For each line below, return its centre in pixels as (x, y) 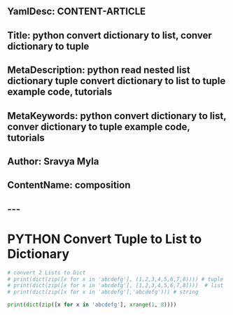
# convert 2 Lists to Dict (47, 272)
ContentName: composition (69, 185)
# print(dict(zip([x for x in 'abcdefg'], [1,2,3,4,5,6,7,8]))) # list (115, 286)
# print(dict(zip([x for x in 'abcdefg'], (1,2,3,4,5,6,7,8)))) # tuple (115, 279)
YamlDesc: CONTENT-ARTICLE (77, 12)
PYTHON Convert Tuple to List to (105, 239)
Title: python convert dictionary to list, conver (110, 35)
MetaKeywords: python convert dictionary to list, (117, 116)
